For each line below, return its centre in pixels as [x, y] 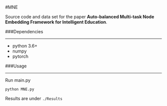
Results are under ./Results [34, 98]
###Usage [16, 66]
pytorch [20, 56]
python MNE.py [20, 89]
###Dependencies [24, 31]
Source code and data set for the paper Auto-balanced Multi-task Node [80, 17]
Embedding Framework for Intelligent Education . [56, 22]
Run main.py [18, 80]
